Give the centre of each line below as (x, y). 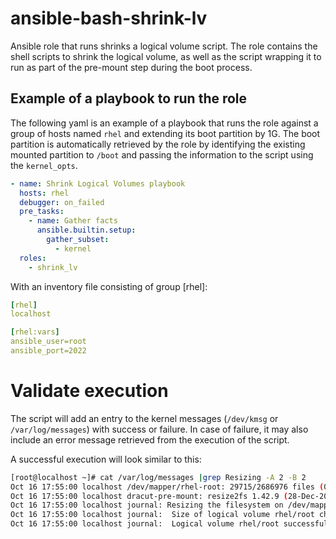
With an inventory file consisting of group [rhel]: (109, 286)
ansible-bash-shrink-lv (109, 18)
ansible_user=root (48, 342)
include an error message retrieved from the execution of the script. (150, 439)
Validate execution (89, 391)
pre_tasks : (42, 212)
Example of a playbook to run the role (129, 98)
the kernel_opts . (44, 165)
